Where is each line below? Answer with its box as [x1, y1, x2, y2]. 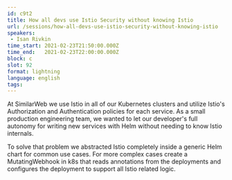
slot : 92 [7, 62, 33, 69]
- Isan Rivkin [10, 36, 51, 43]
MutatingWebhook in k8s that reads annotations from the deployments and [7, 157, 222, 166]
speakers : [7, 29, 36, 37]
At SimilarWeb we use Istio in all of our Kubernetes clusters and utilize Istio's [7, 100, 225, 108]
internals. [7, 129, 34, 138]
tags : [7, 81, 23, 88]
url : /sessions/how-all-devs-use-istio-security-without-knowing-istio [7, 23, 218, 30]
